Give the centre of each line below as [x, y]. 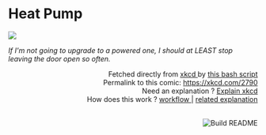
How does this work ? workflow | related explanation [172, 99]
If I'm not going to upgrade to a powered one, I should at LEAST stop [121, 50]
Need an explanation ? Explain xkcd [200, 91]
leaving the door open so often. [59, 58]
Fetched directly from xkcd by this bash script [183, 74]
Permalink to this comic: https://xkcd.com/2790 [180, 82]
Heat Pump [46, 14]
